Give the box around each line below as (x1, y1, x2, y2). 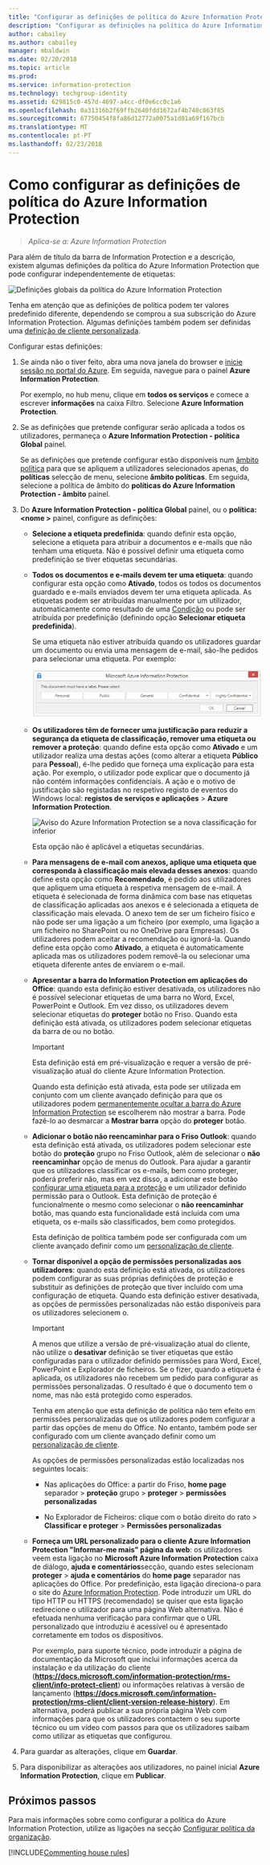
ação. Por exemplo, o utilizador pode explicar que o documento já (31, 767, 251, 777)
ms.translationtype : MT (8, 123, 88, 132)
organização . (8, 1832, 52, 1842)
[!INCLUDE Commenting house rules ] (8, 1848, 130, 1858)
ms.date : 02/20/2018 (8, 55, 78, 63)
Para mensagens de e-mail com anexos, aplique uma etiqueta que (31, 857, 257, 867)
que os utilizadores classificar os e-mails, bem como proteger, (31, 1165, 239, 1175)
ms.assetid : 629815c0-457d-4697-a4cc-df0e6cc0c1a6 (8, 97, 182, 106)
